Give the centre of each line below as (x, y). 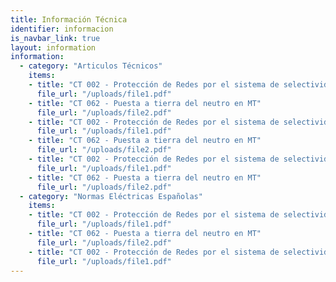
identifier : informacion (62, 29)
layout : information (53, 47)
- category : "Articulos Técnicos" (91, 66)
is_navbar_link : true (55, 38)
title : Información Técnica (69, 19)
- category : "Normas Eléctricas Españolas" (111, 196)
